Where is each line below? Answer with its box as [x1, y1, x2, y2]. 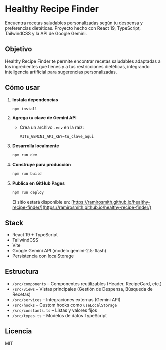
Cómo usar [5, 83, 40, 92]
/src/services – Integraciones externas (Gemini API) [12, 296, 121, 302]
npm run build [12, 171, 42, 176]
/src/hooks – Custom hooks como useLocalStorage [12, 302, 117, 308]
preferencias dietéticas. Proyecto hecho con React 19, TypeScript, [5, 25, 141, 31]
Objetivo [5, 45, 32, 53]
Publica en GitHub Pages [12, 180, 65, 186]
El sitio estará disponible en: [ [12, 199, 73, 205]
